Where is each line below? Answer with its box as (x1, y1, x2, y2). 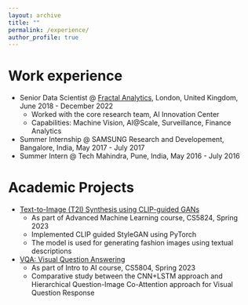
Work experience (8, 67, 123, 85)
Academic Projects (8, 179, 135, 197)
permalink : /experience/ (8, 26, 89, 34)
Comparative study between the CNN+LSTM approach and (31, 271, 224, 281)
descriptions (31, 246, 72, 256)
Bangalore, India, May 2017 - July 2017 (19, 143, 145, 153)
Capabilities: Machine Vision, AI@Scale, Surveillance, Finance (31, 118, 232, 128)
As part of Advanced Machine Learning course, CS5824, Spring (31, 213, 238, 223)
